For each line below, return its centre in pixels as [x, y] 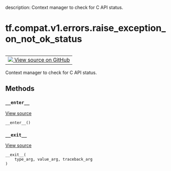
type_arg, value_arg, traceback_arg [54, 159]
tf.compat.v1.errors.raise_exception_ [86, 28]
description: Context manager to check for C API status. [64, 7]
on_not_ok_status [44, 39]
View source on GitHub [42, 60]
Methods [20, 89]
